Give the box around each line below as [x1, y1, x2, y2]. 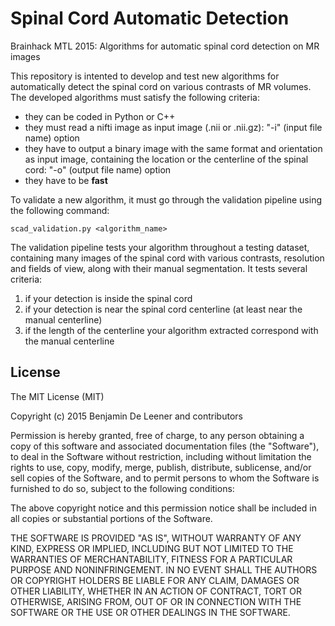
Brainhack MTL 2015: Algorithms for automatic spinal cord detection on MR [10, 40, 320, 52]
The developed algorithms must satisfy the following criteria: [10, 91, 260, 103]
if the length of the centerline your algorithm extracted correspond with [24, 324, 319, 336]
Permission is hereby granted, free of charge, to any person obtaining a [10, 429, 305, 441]
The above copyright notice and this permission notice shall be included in [10, 502, 317, 514]
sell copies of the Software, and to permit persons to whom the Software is [10, 472, 320, 484]
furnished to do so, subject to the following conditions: [10, 482, 235, 494]
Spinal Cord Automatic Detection [10, 7, 290, 30]
